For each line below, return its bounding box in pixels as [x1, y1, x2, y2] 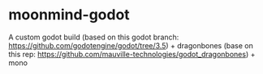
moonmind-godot [8, 6, 130, 24]
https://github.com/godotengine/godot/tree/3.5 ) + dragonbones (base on [8, 40, 254, 50]
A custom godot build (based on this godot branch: [8, 32, 179, 42]
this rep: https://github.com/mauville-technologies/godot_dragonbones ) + [8, 49, 256, 59]
